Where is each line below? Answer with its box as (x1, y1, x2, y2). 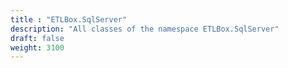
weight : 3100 (10, 42, 65, 53)
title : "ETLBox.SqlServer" (10, 14, 128, 25)
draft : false (10, 33, 65, 43)
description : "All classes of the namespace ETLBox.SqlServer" (10, 24, 280, 34)
